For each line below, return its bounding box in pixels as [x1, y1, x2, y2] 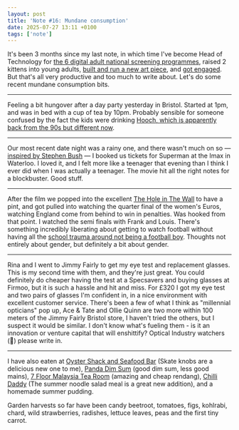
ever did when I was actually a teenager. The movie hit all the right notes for [7, 167, 230, 175]
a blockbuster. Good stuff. [7, 174, 84, 183]
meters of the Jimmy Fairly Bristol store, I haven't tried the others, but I [7, 314, 215, 322]
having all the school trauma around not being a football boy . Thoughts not [7, 232, 226, 241]
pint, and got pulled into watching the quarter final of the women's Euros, [7, 203, 222, 211]
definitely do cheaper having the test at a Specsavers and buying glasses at [7, 276, 230, 285]
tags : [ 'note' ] [7, 30, 53, 38]
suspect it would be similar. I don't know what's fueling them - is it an [7, 322, 211, 330]
